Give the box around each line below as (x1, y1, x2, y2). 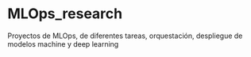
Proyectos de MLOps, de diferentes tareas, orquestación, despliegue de (7, 31, 243, 40)
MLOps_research (7, 5, 123, 23)
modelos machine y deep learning (7, 39, 119, 48)
